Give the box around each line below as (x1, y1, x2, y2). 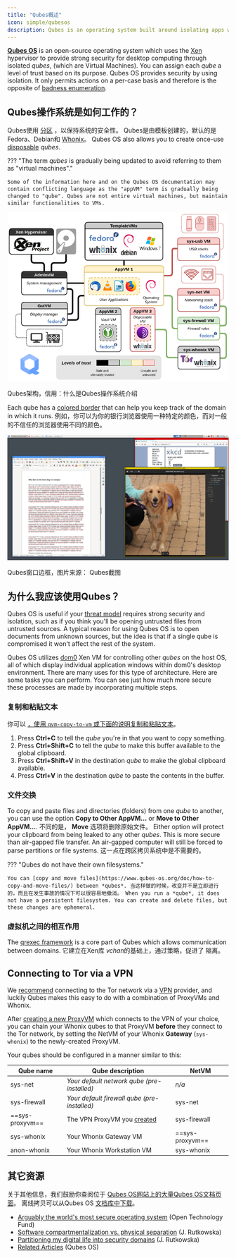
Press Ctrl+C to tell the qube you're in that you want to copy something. (17, 733, 226, 742)
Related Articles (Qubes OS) (17, 1243, 100, 1252)
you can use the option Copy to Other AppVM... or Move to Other (7, 814, 199, 822)
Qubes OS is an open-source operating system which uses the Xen (7, 47, 202, 55)
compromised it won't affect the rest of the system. (7, 640, 156, 648)
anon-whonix (10, 1146, 51, 1154)
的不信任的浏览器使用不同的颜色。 (7, 420, 106, 429)
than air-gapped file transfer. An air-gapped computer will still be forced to (7, 838, 223, 846)
